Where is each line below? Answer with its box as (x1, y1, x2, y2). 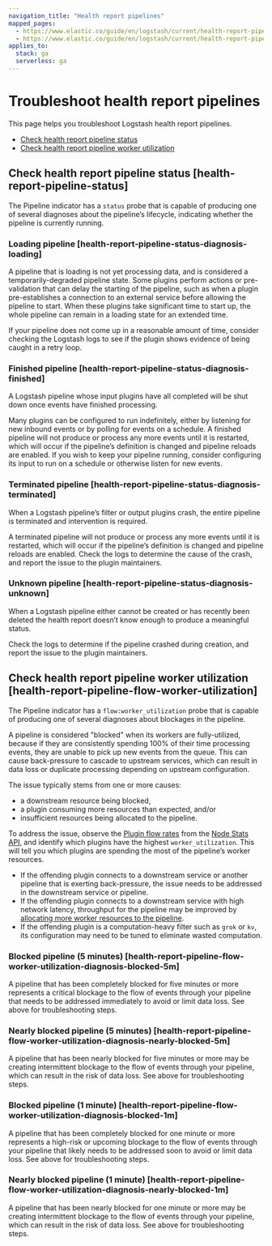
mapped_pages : (8, 19, 57, 28)
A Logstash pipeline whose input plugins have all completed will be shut (8, 391, 249, 401)
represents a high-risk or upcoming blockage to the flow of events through (8, 1137, 257, 1146)
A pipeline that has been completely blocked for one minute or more (8, 1128, 236, 1138)
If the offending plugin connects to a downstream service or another (19, 870, 249, 880)
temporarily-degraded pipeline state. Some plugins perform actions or (8, 275, 243, 284)
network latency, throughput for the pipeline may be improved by (19, 904, 237, 914)
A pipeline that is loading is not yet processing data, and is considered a (8, 267, 249, 276)
